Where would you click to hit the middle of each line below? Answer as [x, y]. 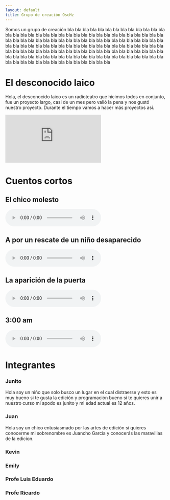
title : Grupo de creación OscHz [40, 15]
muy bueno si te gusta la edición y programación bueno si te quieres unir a [84, 398]
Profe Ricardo [22, 493]
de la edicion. [20, 439]
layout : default [22, 10]
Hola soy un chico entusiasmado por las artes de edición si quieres [76, 427]
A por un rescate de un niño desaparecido [73, 240]
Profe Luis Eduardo [29, 479]
